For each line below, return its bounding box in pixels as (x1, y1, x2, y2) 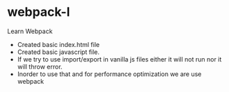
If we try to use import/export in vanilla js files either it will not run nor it (17, 55, 222, 63)
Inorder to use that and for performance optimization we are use (17, 70, 202, 78)
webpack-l (7, 4, 70, 20)
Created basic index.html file (17, 40, 100, 48)
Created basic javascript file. (17, 48, 100, 56)
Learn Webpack (7, 27, 53, 35)
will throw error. (17, 62, 63, 71)
